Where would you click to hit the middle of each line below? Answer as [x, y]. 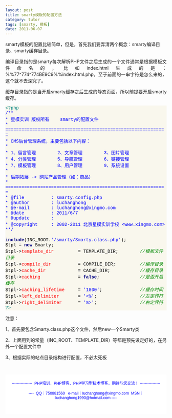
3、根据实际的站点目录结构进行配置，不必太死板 [56, 358]
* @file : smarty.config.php [54, 198]
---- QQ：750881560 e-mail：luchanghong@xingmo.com [79, 393]
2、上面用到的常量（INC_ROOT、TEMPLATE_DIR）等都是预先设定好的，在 [84, 340]
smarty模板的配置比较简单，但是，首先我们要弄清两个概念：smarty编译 [81, 45]
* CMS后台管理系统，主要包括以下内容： [48, 142]
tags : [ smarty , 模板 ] [28, 24]
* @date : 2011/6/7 [42, 213]
